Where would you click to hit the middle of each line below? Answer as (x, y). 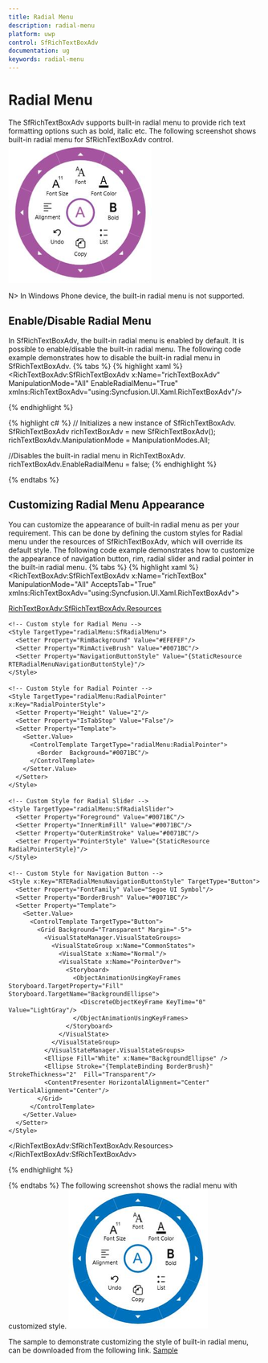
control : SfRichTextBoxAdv (53, 43)
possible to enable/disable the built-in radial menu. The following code (125, 349)
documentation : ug (39, 51)
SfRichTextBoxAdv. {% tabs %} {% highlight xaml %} (95, 366)
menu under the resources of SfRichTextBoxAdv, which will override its (126, 541)
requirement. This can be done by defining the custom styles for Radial (126, 533)
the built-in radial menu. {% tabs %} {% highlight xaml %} (104, 567)
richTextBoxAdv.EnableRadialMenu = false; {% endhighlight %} (113, 464)
